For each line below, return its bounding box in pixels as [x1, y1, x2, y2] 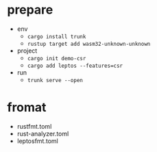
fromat [7, 100, 47, 115]
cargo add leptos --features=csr [27, 62, 123, 69]
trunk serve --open [27, 77, 84, 84]
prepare [7, 2, 53, 18]
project [16, 47, 38, 55]
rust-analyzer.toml [16, 129, 69, 138]
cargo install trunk [27, 33, 86, 40]
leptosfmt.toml [16, 136, 58, 145]
